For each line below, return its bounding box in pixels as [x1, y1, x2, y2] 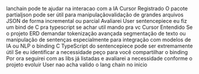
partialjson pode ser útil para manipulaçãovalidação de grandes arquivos [6, 11, 184, 18]
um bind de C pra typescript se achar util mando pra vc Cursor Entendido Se [6, 23, 193, 31]
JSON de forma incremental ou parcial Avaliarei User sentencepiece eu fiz [6, 18, 188, 24]
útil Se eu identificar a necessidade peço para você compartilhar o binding [6, 49, 188, 55]
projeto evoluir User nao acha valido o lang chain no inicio [6, 61, 147, 68]
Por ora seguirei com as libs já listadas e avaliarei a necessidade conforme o [6, 55, 192, 62]
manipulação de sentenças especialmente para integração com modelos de [6, 36, 191, 43]
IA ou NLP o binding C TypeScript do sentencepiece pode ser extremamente [6, 42, 193, 49]
